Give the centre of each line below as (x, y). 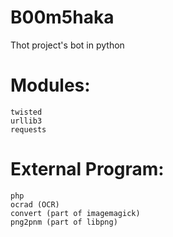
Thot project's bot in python (67, 45)
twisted (26, 112)
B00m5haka (62, 17)
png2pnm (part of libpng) (64, 222)
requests (28, 129)
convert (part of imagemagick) (75, 213)
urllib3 (26, 121)
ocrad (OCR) (35, 204)
